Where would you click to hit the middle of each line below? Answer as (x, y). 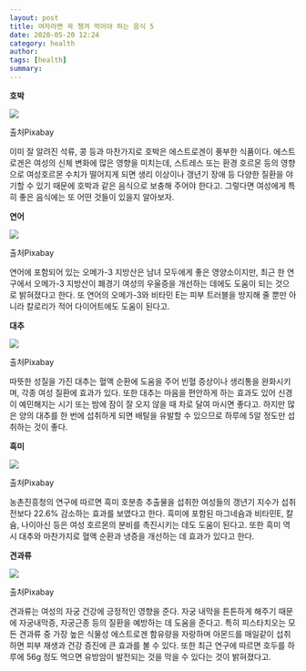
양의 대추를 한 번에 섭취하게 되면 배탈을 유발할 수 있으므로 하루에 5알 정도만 (152, 415)
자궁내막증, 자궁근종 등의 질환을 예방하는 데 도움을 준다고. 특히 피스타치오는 (153, 622)
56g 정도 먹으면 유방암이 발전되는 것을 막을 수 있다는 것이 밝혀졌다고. (148, 656)
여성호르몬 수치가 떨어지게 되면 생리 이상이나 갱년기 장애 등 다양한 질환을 (155, 174)
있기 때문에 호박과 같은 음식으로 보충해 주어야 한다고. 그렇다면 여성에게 (161, 185)
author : (24, 52)
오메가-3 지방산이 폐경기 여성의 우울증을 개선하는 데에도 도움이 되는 (153, 283)
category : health (42, 43)
